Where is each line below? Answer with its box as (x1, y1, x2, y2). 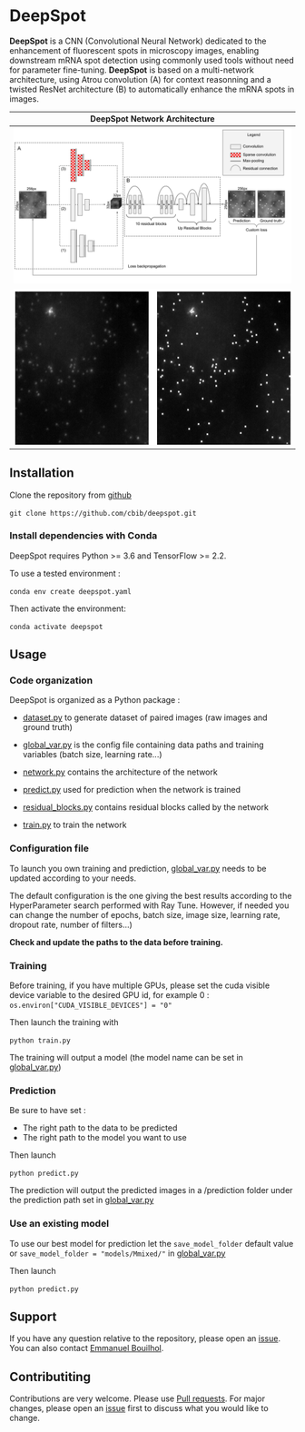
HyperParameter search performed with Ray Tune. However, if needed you (9, 900, 290, 911)
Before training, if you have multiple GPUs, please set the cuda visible (9, 980, 271, 991)
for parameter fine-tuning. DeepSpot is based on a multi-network (9, 64, 254, 75)
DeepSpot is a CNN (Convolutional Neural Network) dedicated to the (9, 35, 267, 46)
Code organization (9, 674, 93, 686)
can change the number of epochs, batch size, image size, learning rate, (9, 909, 280, 920)
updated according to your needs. (9, 873, 137, 884)
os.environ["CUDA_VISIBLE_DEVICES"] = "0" (9, 1001, 172, 1011)
